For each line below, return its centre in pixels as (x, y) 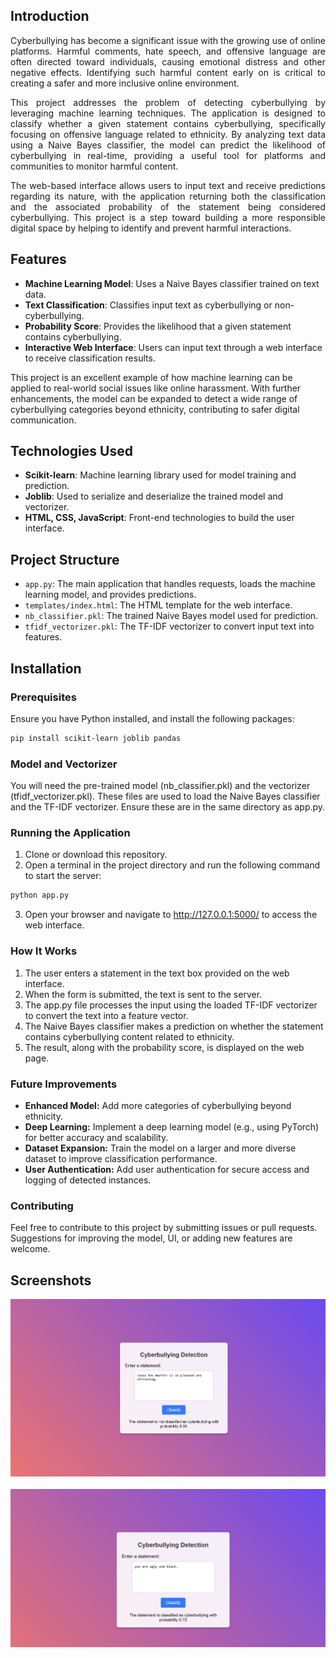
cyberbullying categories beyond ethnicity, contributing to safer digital (155, 409)
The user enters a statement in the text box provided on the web (157, 973)
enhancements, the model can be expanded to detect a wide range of (154, 398)
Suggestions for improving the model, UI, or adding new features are (151, 1238)
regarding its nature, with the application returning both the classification (168, 196)
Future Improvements (64, 1084)
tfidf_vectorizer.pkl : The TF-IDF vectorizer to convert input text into (169, 626)
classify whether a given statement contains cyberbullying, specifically (168, 123)
